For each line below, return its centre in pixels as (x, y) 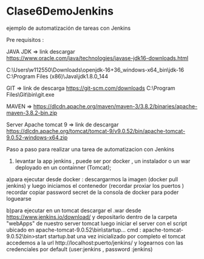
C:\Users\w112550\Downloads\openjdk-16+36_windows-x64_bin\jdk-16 (95, 70)
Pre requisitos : (25, 40)
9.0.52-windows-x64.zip (37, 137)
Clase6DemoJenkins (60, 11)
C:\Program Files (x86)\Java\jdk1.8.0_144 (57, 76)
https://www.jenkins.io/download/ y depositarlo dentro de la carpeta (92, 216)
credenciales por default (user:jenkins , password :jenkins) (80, 249)
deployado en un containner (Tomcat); (63, 167)
